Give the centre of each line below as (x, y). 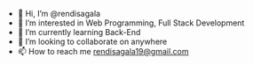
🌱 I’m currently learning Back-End (79, 32)
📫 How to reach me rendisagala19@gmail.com (103, 51)
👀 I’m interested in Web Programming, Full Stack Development (131, 23)
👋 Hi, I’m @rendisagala (59, 14)
